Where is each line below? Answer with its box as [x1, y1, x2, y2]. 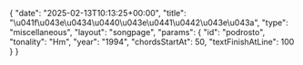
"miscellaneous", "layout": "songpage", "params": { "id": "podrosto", [9, 27, 266, 37]
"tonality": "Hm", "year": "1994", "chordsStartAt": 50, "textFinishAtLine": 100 [9, 36, 295, 47]
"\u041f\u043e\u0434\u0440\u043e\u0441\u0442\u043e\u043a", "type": [9, 17, 288, 28]
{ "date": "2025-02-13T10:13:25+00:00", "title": [9, 8, 187, 18]
